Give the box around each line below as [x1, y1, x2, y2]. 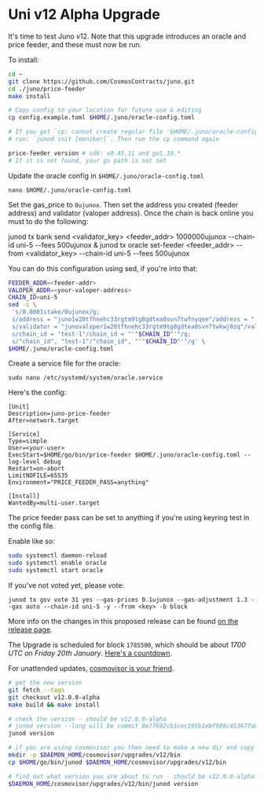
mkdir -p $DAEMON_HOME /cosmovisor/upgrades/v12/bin [8, 751, 181, 759]
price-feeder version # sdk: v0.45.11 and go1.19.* [8, 149, 181, 157]
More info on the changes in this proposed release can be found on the [8, 617, 239, 626]
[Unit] [8, 403, 30, 411]
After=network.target [8, 416, 79, 425]
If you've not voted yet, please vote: [8, 581, 124, 590]
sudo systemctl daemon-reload [8, 552, 108, 559]
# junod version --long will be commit [8, 722, 139, 730]
